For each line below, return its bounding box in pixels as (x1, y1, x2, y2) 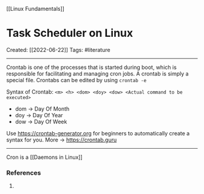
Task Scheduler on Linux (6, 27, 134, 40)
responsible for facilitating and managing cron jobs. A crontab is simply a (6, 70, 189, 77)
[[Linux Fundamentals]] (6, 5, 65, 12)
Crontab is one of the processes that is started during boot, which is (6, 63, 177, 71)
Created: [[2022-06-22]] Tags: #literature (6, 46, 110, 53)
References (6, 169, 41, 177)
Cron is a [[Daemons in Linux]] (6, 154, 83, 161)
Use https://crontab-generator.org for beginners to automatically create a (6, 129, 190, 137)
